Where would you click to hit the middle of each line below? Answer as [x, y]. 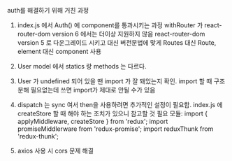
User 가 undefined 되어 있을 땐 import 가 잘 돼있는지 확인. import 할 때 [115, 81]
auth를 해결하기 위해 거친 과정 [48, 10]
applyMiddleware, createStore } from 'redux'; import [93, 121]
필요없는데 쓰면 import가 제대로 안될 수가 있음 [93, 90]
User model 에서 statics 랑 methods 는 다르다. [82, 66]
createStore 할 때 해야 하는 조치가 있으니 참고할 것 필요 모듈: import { [113, 113]
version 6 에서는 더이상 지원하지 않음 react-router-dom [129, 34]
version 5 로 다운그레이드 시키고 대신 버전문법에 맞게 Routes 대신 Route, [117, 43]
